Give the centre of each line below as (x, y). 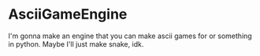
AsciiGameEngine (68, 14)
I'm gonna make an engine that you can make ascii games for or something (130, 36)
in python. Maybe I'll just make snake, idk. (76, 44)
